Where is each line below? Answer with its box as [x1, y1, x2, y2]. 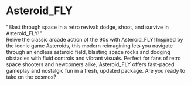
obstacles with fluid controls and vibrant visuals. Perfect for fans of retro [6, 55, 181, 62]
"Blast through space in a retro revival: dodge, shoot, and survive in [6, 23, 169, 30]
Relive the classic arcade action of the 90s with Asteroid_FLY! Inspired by [6, 36, 183, 43]
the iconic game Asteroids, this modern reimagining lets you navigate [6, 42, 173, 49]
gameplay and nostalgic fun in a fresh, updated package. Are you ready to [6, 67, 186, 74]
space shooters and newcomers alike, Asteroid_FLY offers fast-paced [6, 60, 175, 68]
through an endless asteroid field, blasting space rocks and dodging [6, 48, 171, 55]
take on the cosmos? [6, 73, 57, 80]
